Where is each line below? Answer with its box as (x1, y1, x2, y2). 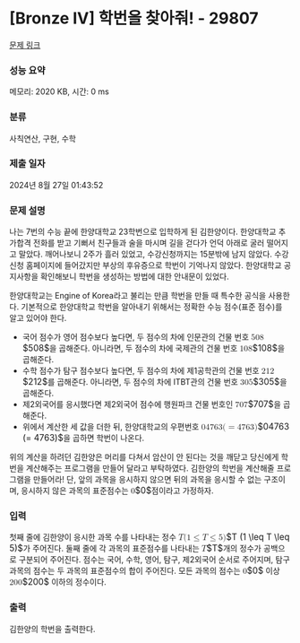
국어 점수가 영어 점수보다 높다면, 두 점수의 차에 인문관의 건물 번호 (21, 332, 249, 343)
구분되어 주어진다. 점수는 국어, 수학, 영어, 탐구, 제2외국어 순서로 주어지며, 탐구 (18, 554, 291, 565)
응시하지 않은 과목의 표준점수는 (21, 485, 129, 496)
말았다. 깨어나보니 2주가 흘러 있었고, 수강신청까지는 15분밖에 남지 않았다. (18, 248, 273, 260)
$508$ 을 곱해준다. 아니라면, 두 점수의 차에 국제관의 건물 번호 (21, 343, 238, 354)
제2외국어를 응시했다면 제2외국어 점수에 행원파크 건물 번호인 (21, 399, 234, 410)
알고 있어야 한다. (9, 313, 67, 324)
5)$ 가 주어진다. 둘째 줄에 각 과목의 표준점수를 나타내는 (9, 543, 200, 554)
